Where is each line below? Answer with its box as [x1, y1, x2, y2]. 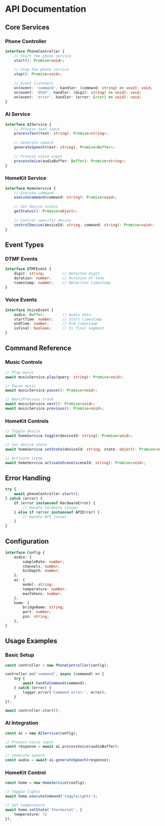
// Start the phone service [14, 53, 71, 59]
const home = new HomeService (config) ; [5, 780, 87, 785]
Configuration [5, 537, 49, 545]
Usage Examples [5, 637, 57, 645]
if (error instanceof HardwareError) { [14, 501, 96, 505]
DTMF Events [5, 255, 38, 262]
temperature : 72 [14, 812, 48, 817]
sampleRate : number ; [23, 559, 65, 564]
